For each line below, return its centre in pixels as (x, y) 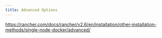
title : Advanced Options (31, 10)
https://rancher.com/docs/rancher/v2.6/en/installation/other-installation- (81, 24)
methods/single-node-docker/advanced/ (48, 30)
